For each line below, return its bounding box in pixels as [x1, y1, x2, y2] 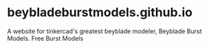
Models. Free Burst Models [7, 34, 84, 42]
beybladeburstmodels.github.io [7, 5, 192, 20]
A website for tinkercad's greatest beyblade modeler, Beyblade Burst [7, 27, 202, 35]
